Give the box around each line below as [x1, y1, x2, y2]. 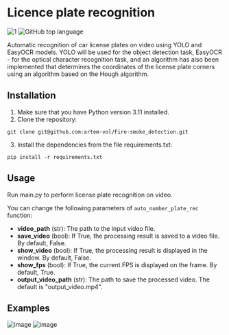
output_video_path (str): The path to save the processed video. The [16, 275, 210, 284]
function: [7, 211, 33, 219]
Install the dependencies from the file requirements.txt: [16, 140, 173, 149]
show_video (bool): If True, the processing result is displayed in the [16, 246, 208, 254]
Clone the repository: [16, 115, 77, 123]
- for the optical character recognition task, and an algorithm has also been [7, 55, 219, 63]
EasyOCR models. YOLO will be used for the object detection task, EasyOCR [7, 48, 223, 56]
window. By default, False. [16, 253, 91, 262]
